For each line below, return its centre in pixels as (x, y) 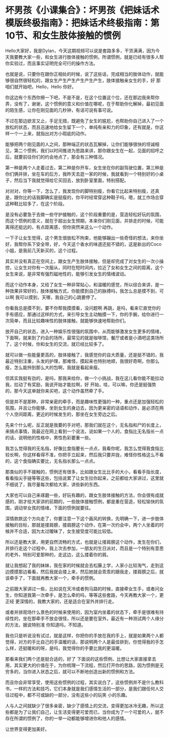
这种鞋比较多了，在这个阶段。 (36, 203)
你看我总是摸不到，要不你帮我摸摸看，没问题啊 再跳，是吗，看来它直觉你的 (83, 308)
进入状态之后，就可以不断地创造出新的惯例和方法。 (84, 671)
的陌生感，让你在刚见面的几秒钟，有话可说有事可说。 (60, 110)
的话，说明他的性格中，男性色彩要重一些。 (49, 438)
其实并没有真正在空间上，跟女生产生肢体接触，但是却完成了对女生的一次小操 (84, 261)
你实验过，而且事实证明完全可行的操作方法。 (52, 63)
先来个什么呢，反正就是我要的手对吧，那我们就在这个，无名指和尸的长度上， (84, 425)
